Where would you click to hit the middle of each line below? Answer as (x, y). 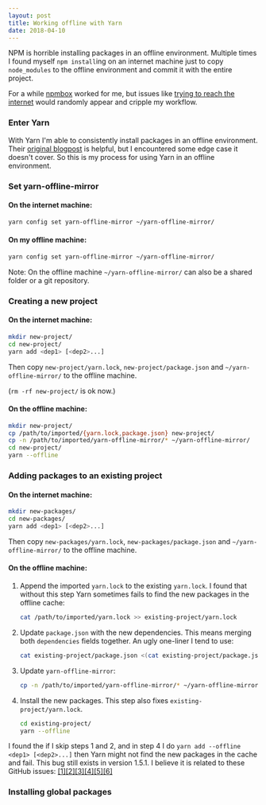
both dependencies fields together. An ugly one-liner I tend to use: (127, 640)
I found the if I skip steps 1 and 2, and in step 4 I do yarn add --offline (124, 746)
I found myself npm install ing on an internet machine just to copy (116, 61)
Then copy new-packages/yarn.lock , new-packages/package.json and (120, 541)
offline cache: (42, 603)
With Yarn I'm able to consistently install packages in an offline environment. (133, 140)
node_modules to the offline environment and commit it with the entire (120, 70)
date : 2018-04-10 (37, 30)
